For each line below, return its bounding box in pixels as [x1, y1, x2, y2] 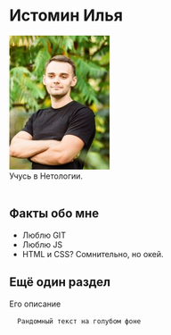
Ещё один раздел [9, 274, 111, 290]
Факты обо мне [9, 206, 100, 222]
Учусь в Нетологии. [9, 171, 83, 181]
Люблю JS [21, 239, 63, 250]
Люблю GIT [21, 230, 67, 240]
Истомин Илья [9, 5, 123, 26]
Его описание [9, 298, 61, 309]
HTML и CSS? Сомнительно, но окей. [21, 248, 164, 259]
